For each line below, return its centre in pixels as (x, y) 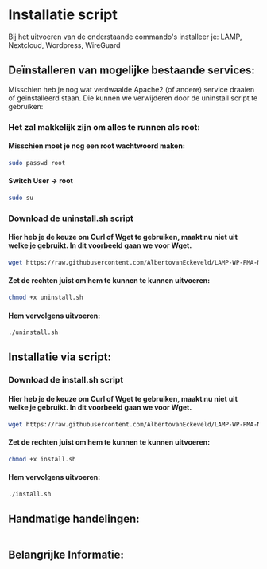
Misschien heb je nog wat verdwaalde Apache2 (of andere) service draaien (132, 89)
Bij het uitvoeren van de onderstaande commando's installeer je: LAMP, (125, 37)
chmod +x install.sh (43, 459)
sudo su (21, 198)
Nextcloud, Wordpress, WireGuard (64, 45)
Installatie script (63, 15)
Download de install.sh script (66, 380)
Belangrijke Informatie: (66, 554)
